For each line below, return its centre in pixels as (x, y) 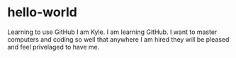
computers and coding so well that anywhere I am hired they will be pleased (118, 39)
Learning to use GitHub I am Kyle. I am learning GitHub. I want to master (112, 32)
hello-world (43, 12)
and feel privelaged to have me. (54, 47)
